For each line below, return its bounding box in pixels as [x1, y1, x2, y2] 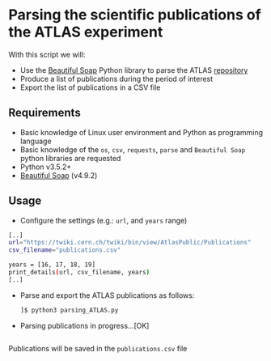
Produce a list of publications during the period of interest [19, 74, 214, 83]
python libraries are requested [19, 153, 121, 163]
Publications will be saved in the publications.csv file [8, 343, 188, 353]
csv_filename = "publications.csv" [8, 246, 121, 254]
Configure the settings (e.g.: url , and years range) [19, 215, 188, 225]
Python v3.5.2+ [19, 162, 72, 172]
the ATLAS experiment [8, 23, 163, 41]
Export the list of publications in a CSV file [19, 83, 161, 92]
